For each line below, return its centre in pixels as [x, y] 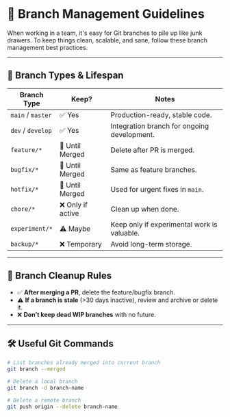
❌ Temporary [81, 244]
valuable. [125, 233]
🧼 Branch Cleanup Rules [59, 276]
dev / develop [31, 130]
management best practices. [48, 47]
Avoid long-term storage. [151, 244]
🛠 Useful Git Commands [61, 343]
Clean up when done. [145, 209]
